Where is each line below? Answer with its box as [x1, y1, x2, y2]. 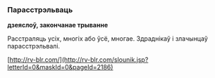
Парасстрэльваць [7, 5, 73, 15]
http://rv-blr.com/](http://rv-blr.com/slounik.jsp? [9, 56, 149, 64]
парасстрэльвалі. [7, 42, 61, 51]
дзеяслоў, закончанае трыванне [7, 21, 108, 30]
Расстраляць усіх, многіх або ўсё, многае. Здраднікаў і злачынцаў [7, 34, 208, 43]
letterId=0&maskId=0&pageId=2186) [7, 63, 113, 72]
